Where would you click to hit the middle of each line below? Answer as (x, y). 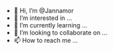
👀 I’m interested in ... (43, 18)
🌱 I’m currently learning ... (50, 25)
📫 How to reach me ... (46, 40)
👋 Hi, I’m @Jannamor (44, 11)
